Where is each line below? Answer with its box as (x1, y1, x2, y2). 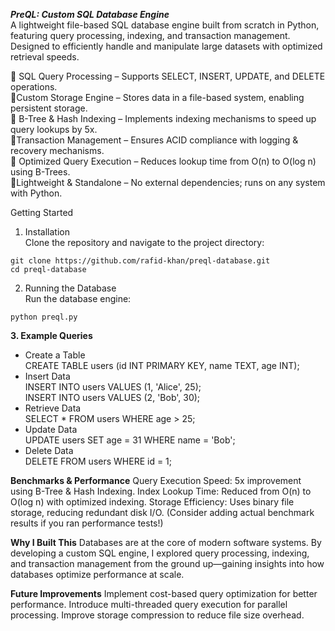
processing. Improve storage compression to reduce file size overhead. (10, 609, 305, 621)
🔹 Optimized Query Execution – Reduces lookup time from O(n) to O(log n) (10, 155, 317, 167)
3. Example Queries (10, 330, 93, 341)
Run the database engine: (24, 293, 132, 304)
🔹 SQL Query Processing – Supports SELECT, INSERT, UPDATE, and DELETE (10, 70, 326, 82)
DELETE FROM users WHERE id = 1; (24, 455, 173, 467)
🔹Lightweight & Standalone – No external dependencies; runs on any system (10, 177, 326, 188)
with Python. (10, 187, 63, 199)
